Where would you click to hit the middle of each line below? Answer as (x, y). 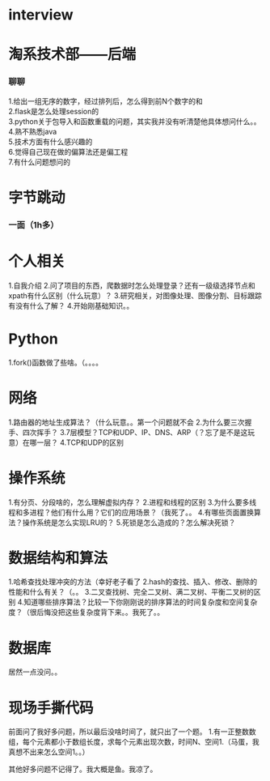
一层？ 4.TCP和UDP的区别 (80, 442)
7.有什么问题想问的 (40, 162)
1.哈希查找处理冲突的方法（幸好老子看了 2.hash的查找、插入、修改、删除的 (133, 582)
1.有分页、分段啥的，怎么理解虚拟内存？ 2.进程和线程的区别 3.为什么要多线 (133, 502)
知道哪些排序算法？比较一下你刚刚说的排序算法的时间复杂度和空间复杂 (141, 602)
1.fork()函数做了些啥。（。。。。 (56, 362)
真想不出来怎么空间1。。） (49, 752)
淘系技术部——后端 (72, 55)
